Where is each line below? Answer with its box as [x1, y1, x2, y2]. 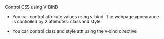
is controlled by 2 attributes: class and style [12, 19, 101, 24]
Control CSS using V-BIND [5, 4, 59, 10]
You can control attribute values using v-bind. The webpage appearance [12, 14, 159, 19]
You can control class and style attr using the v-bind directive [12, 28, 137, 34]
